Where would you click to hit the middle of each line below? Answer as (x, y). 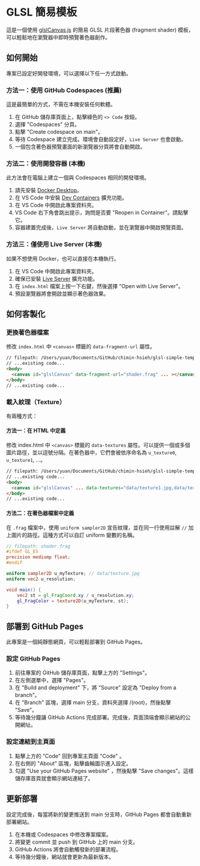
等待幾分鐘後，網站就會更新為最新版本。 (64, 856)
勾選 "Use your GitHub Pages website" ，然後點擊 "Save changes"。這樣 (104, 771)
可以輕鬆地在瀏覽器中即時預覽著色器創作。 (58, 37)
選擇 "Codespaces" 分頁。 (47, 124)
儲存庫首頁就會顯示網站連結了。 (54, 778)
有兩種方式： (22, 416)
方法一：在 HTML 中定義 (36, 431)
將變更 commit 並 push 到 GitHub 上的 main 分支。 (76, 842)
